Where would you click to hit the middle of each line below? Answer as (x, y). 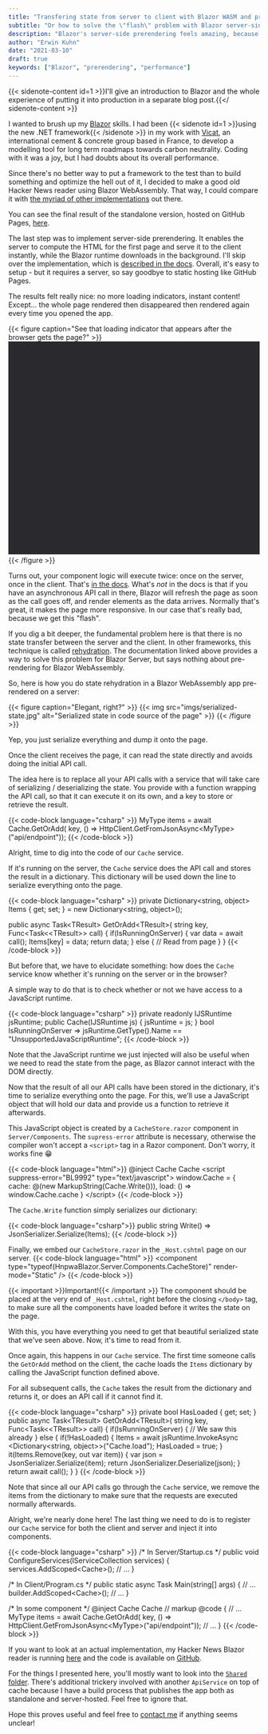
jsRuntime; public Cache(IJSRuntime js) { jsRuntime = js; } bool (111, 1022)
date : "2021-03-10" (41, 51)
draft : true (28, 59)
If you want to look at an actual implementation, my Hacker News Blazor (126, 1650)
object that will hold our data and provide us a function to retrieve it (119, 1105)
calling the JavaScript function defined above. (84, 1372)
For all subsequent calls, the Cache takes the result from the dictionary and (130, 1388)
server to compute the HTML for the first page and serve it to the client (125, 246)
